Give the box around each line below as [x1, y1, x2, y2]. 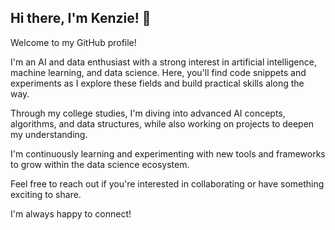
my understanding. [10, 128, 88, 140]
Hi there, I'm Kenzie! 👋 [10, 10, 152, 27]
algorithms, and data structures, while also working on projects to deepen [10, 117, 315, 130]
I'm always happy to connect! [10, 207, 132, 220]
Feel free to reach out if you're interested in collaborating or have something [10, 177, 325, 190]
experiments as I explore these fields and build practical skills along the [10, 77, 305, 89]
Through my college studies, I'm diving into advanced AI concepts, [10, 107, 286, 119]
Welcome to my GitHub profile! [10, 36, 137, 48]
